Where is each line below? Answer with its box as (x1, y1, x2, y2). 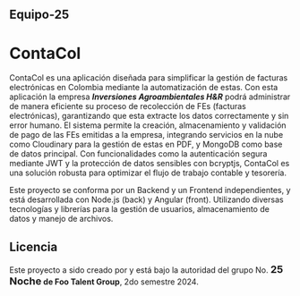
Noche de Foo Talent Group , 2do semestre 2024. (9, 275, 199, 288)
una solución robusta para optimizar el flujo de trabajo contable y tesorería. (9, 167, 287, 178)
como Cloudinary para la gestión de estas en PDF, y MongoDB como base (9, 139, 283, 150)
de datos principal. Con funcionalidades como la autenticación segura (9, 148, 268, 159)
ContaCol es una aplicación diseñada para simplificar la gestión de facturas (9, 72, 288, 83)
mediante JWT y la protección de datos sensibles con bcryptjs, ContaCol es (9, 158, 290, 169)
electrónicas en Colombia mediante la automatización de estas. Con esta (9, 82, 279, 93)
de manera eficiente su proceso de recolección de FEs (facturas (9, 101, 246, 112)
